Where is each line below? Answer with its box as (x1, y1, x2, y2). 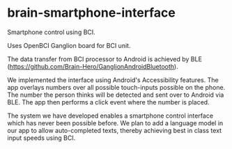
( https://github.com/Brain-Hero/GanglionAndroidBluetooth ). (7, 62, 179, 70)
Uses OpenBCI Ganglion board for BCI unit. (7, 41, 131, 49)
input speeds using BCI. (7, 134, 76, 142)
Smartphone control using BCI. (7, 28, 95, 36)
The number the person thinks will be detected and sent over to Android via (7, 91, 224, 99)
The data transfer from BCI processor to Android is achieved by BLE (7, 54, 202, 63)
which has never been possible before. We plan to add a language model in (7, 118, 224, 127)
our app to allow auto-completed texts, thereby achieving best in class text (7, 126, 222, 134)
